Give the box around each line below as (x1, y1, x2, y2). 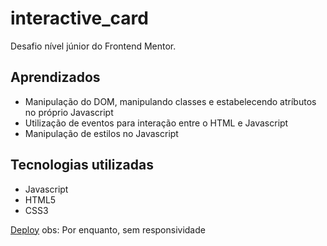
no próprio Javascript (24, 106, 114, 118)
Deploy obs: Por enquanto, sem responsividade (10, 223, 206, 236)
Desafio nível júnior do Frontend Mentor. (10, 40, 177, 52)
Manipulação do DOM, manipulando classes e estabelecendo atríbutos (24, 95, 317, 107)
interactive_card (10, 7, 149, 30)
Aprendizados (10, 69, 101, 86)
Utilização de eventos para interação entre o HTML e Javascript (24, 117, 289, 129)
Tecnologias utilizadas (10, 157, 154, 174)
